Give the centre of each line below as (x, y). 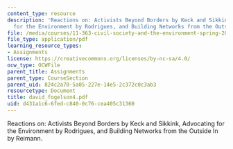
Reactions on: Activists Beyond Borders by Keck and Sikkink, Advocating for (116, 123)
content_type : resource (42, 14)
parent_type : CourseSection (48, 78)
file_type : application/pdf (48, 40)
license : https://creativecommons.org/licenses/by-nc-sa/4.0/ (99, 59)
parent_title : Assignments (46, 71)
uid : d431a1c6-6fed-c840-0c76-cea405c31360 (71, 104)
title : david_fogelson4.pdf (48, 98)
